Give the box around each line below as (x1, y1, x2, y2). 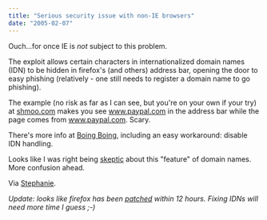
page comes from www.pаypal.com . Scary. (8, 114, 151, 124)
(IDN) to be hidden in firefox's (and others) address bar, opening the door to (8, 65, 258, 74)
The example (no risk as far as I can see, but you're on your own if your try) (8, 98, 257, 107)
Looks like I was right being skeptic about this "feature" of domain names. (8, 154, 252, 164)
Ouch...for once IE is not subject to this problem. (8, 41, 168, 50)
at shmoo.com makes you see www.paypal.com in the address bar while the (8, 106, 260, 116)
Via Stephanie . (8, 178, 57, 188)
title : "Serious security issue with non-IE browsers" (8, 11, 195, 20)
